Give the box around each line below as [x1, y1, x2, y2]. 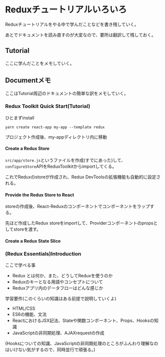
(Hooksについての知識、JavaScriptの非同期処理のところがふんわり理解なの [5, 341, 159, 347]
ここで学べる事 [5, 262, 36, 268]
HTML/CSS [12, 306, 36, 311]
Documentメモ [5, 76, 51, 85]
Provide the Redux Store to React [5, 192, 74, 198]
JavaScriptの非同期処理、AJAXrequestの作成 [12, 330, 105, 336]
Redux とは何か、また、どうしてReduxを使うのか [12, 273, 113, 279]
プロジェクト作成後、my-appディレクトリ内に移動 [5, 134, 107, 140]
